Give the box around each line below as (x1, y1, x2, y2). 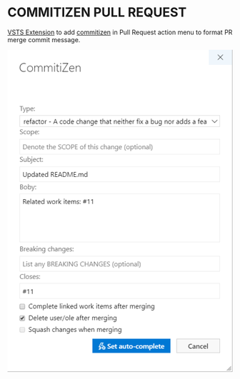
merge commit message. (7, 35, 81, 44)
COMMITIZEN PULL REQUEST (7, 4, 187, 21)
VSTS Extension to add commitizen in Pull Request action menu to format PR (7, 28, 233, 36)
